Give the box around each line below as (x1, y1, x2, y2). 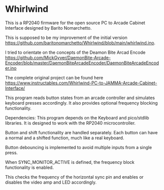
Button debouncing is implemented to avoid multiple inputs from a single (5, 144, 152, 150)
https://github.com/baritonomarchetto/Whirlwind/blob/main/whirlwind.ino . (5, 39, 156, 45)
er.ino (5, 65, 17, 71)
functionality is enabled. (5, 164, 54, 170)
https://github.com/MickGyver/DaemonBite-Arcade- (5, 54, 111, 60)
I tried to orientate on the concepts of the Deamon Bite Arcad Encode (5, 49, 146, 55)
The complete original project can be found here (5, 75, 103, 80)
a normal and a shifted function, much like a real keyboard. (5, 135, 125, 141)
